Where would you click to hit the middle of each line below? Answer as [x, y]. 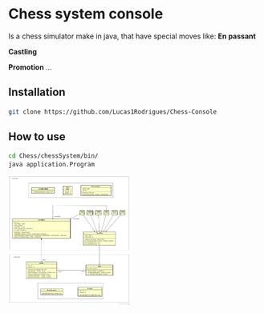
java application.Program [51, 165]
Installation [37, 92]
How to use [37, 137]
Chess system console [86, 14]
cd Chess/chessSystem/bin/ [53, 156]
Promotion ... [30, 67]
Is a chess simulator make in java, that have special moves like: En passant [132, 36]
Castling [23, 51]
